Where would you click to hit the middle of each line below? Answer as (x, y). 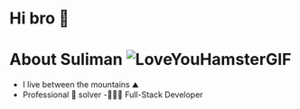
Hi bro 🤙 (39, 18)
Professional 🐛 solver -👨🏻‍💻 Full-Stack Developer (112, 95)
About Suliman (66, 60)
